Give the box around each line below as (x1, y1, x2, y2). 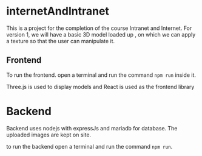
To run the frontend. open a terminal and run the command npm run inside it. (6, 71, 196, 79)
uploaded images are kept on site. (6, 131, 92, 138)
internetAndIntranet (6, 4, 109, 18)
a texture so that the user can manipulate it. (6, 37, 115, 44)
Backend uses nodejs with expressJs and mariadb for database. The (6, 124, 178, 132)
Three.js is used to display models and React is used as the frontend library (6, 83, 195, 90)
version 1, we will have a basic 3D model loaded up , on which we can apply (6, 30, 196, 38)
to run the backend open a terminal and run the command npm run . (6, 143, 173, 150)
